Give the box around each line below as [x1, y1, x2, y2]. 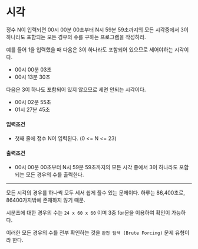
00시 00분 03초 [14, 66, 52, 73]
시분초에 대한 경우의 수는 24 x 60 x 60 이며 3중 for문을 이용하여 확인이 [6, 209, 170, 216]
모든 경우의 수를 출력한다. [25, 171, 84, 178]
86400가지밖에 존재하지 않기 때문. [6, 196, 85, 204]
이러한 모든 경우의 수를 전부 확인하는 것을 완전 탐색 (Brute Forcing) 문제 [6, 229, 174, 237]
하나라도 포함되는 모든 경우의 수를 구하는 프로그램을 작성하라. [6, 33, 146, 40]
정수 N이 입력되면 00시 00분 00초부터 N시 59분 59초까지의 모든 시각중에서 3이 [6, 26, 189, 33]
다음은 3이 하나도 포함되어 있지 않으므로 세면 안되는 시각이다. [6, 86, 146, 93]
